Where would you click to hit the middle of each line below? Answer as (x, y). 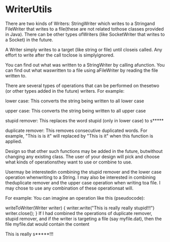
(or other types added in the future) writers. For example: (65, 91)
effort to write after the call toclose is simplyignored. (60, 55)
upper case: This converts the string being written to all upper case (76, 111)
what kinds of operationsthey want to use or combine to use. (69, 162)
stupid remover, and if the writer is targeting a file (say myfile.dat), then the (83, 219)
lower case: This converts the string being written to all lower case (75, 101)
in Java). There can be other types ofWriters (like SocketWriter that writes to (85, 34)
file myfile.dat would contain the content (47, 224)
